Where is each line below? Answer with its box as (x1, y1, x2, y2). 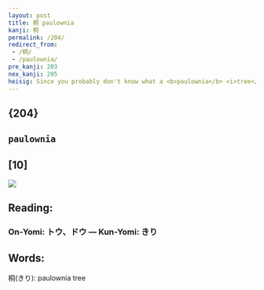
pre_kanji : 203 (8, 63, 58, 71)
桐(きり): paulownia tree (8, 273, 86, 283)
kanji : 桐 (8, 26, 39, 34)
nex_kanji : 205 (8, 70, 58, 78)
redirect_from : (8, 41, 58, 49)
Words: (8, 251, 45, 265)
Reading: (8, 202, 53, 215)
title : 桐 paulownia (8, 19, 75, 27)
